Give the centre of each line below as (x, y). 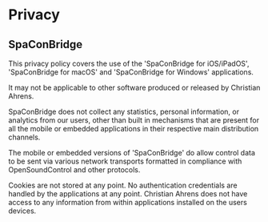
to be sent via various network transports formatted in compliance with (125, 161)
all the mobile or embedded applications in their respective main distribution (134, 129)
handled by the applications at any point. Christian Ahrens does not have (128, 194)
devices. (22, 211)
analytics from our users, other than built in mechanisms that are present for (134, 120)
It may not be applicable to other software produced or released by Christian (134, 87)
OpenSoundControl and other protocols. (74, 170)
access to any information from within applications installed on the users (128, 202)
